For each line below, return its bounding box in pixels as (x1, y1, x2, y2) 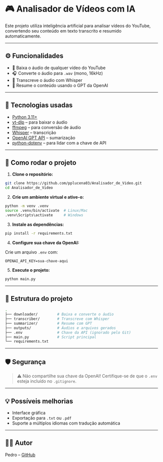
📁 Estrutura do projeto (5, 295, 73, 303)
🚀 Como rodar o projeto (5, 158, 77, 166)
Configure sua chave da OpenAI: (12, 240, 80, 245)
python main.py (5, 277, 36, 281)
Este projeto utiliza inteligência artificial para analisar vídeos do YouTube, (5, 22, 151, 29)
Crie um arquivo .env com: (5, 249, 58, 255)
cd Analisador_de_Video (5, 185, 53, 190)
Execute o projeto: (12, 267, 50, 273)
